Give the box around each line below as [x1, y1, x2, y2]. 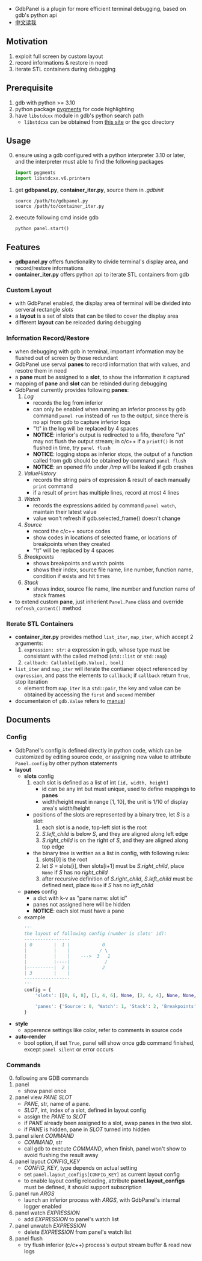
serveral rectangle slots [14, 306, 74, 313]
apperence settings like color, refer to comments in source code [23, 1026, 183, 1033]
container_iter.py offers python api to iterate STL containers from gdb [14, 271, 189, 278]
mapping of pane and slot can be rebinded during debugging [14, 380, 167, 387]
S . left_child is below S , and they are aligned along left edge [41, 830, 188, 837]
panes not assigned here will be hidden [32, 900, 130, 908]
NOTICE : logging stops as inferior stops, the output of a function [32, 450, 193, 458]
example [23, 913, 46, 920]
